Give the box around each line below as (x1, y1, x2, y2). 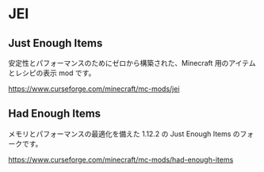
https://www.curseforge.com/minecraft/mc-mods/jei (8, 84, 180, 94)
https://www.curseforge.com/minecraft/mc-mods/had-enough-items (8, 155, 234, 164)
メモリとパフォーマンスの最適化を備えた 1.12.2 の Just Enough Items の (8, 128, 240, 139)
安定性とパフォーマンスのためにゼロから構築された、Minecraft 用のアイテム (8, 59, 256, 67)
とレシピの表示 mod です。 (8, 68, 96, 78)
